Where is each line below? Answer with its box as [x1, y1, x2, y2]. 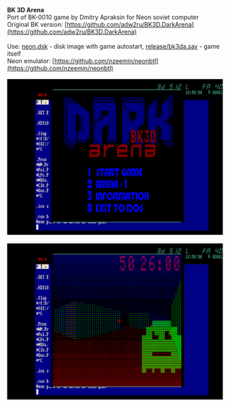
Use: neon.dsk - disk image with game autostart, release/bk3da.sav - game [7, 43, 220, 50]
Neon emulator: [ [7, 57, 55, 65]
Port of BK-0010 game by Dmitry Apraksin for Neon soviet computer [7, 13, 199, 21]
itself [7, 49, 21, 58]
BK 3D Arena [7, 6, 44, 14]
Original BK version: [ [7, 21, 67, 28]
